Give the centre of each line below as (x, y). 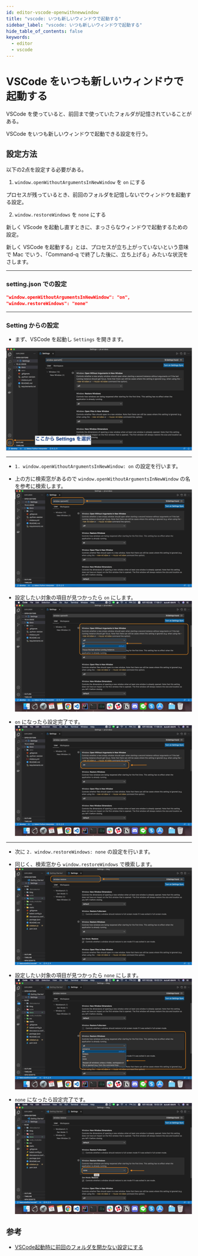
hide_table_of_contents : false (44, 31)
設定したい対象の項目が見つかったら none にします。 (78, 975)
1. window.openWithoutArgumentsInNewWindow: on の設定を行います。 (98, 466)
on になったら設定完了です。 (49, 722)
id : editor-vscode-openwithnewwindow (52, 12)
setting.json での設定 (37, 284)
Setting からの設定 (32, 325)
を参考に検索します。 (40, 486)
